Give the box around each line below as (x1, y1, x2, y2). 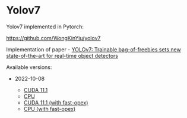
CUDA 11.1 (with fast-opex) (23, 99, 88, 106)
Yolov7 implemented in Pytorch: (6, 23, 84, 30)
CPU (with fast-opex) (23, 105, 76, 112)
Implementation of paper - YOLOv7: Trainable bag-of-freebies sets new (6, 45, 181, 53)
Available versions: (6, 63, 52, 71)
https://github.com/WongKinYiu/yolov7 (6, 34, 101, 41)
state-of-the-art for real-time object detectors (6, 52, 119, 59)
